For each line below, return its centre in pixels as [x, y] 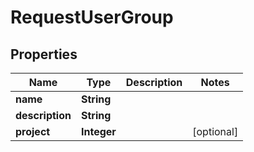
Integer [98, 131]
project [33, 131]
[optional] [215, 131]
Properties [44, 54]
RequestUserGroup [92, 17]
